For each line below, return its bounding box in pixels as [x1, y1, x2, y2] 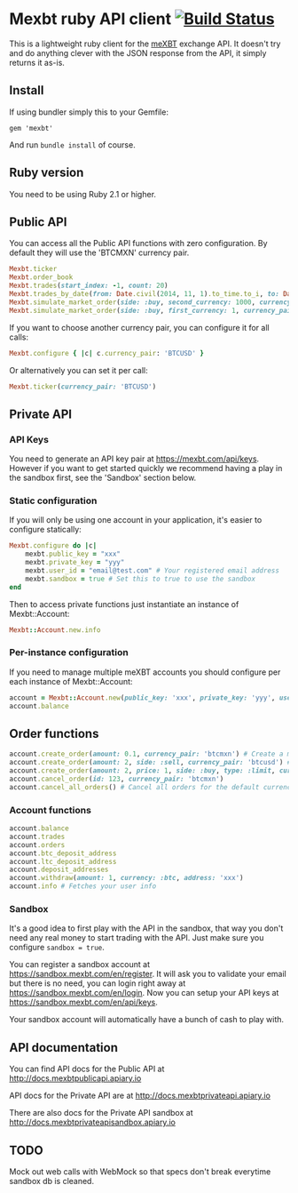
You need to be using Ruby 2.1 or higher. [9, 188, 157, 199]
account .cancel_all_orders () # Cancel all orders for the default [9, 782, 260, 791]
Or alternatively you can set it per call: [9, 364, 148, 375]
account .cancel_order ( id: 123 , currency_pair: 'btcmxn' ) [9, 774, 224, 783]
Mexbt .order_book [9, 273, 74, 282]
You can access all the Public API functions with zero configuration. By [9, 238, 268, 249]
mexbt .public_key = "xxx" [25, 549, 122, 559]
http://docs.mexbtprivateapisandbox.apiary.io [9, 1117, 176, 1128]
